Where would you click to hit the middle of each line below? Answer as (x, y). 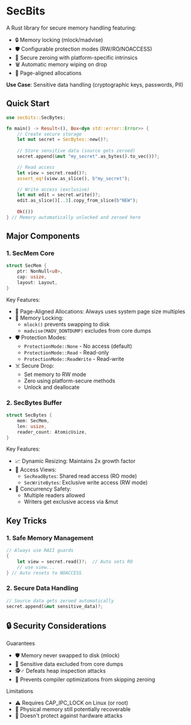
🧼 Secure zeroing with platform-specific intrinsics (76, 57)
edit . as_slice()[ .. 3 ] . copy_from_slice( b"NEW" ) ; (77, 201)
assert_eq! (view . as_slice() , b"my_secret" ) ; (74, 178)
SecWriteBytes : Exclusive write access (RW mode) (86, 483)
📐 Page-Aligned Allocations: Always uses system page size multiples (100, 311)
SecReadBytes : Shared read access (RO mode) (80, 476)
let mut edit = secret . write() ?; (59, 195)
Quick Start (28, 104)
